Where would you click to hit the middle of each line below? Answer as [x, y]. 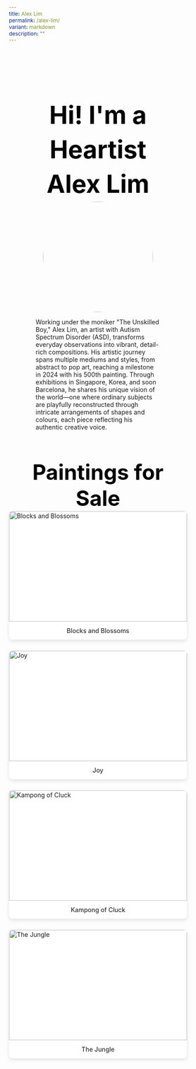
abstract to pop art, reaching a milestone [95, 367]
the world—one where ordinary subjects [94, 397]
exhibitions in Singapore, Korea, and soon [96, 382]
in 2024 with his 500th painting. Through [95, 374]
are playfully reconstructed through [87, 404]
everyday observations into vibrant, [87, 344]
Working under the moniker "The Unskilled [97, 321]
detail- [149, 344]
